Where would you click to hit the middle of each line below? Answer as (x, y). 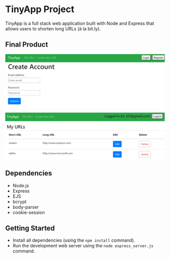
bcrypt (19, 201)
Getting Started (30, 228)
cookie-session (29, 212)
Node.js (21, 185)
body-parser (26, 207)
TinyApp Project (40, 9)
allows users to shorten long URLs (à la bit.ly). (53, 28)
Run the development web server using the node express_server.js (83, 246)
